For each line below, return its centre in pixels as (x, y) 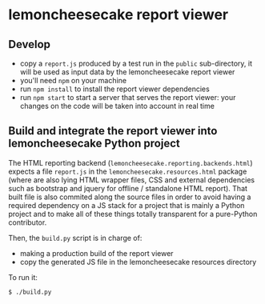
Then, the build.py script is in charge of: (75, 238)
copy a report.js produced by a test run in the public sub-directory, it (136, 63)
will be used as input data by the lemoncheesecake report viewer (127, 72)
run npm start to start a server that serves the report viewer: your (128, 97)
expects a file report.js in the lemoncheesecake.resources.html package (128, 171)
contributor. (28, 222)
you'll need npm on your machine (73, 80)
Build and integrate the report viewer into (113, 131)
